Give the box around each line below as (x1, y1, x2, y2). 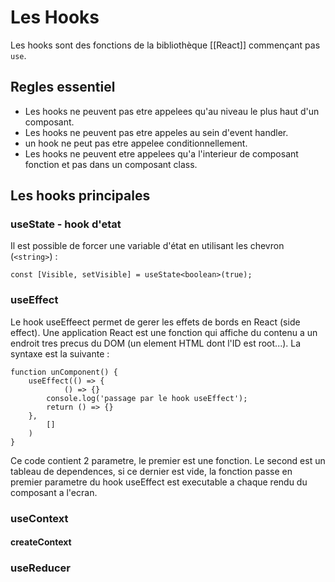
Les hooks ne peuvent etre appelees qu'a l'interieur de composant (24, 147, 299, 160)
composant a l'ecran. (10, 486, 98, 498)
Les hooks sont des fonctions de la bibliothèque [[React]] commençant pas (10, 39, 321, 51)
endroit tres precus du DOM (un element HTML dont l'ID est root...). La (10, 337, 302, 349)
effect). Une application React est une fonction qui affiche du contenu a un (10, 326, 318, 338)
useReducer (10, 561, 71, 575)
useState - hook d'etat (10, 217, 122, 231)
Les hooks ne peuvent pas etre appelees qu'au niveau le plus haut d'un (24, 105, 320, 117)
